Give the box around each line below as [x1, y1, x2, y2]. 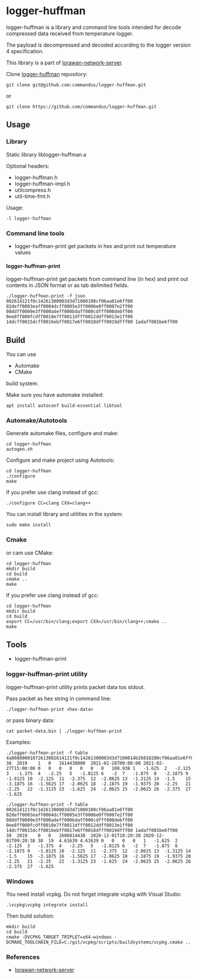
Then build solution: [6, 912, 54, 919]
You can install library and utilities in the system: [6, 511, 123, 518]
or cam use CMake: [6, 549, 54, 556]
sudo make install [6, 522, 51, 528]
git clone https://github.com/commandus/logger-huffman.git [6, 103, 157, 110]
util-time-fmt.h [14, 192, 51, 200]
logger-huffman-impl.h [14, 180, 71, 187]
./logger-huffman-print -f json [6, 293, 85, 299]
